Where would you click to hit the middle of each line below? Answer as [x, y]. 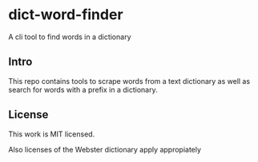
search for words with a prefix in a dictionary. [83, 89]
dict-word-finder [66, 15]
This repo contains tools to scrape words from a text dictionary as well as [129, 81]
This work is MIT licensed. [52, 134]
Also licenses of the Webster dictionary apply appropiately [105, 149]
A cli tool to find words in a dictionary [70, 37]
